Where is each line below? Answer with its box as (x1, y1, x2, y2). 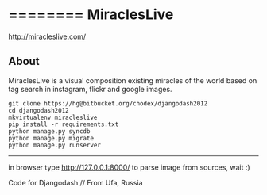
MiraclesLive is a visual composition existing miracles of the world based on (8, 75, 257, 85)
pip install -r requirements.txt (8, 120, 119, 128)
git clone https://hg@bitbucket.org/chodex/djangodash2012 (8, 99, 208, 108)
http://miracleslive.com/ (8, 32, 87, 41)
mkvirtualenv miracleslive (8, 113, 98, 121)
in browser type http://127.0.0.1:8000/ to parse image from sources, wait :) (8, 162, 250, 172)
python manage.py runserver (8, 141, 102, 149)
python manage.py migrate (8, 134, 94, 142)
